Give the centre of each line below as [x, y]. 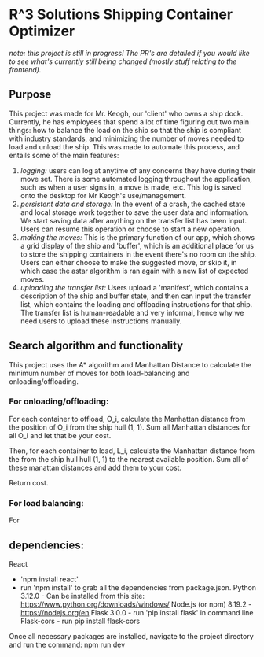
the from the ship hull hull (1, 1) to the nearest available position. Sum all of [129, 459]
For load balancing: [47, 503]
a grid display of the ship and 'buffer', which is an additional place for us [137, 245]
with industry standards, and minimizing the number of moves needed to [126, 138]
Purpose [30, 95]
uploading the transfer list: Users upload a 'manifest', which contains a [135, 287]
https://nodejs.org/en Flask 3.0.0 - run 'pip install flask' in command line [137, 612]
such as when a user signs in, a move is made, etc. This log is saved [131, 187]
